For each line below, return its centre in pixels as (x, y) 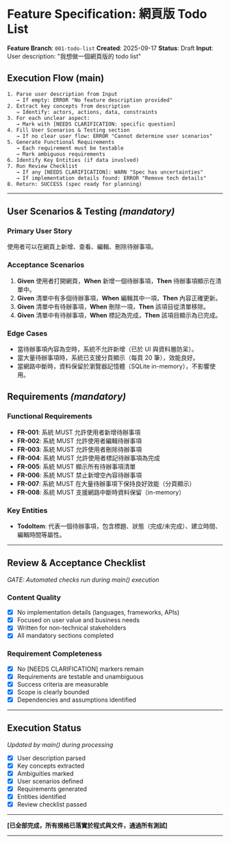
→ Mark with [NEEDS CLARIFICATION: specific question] (96, 124)
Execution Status (44, 728)
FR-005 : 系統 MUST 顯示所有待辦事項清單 (76, 466)
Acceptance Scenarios (46, 265)
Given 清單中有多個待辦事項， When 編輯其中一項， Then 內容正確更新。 (119, 298)
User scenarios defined (50, 781)
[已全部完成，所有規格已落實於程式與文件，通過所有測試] (87, 826)
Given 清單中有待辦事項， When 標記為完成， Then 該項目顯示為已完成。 (119, 315)
